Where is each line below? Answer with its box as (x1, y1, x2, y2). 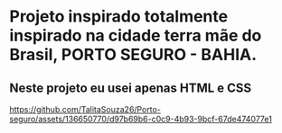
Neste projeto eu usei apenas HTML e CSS (9, 80, 252, 95)
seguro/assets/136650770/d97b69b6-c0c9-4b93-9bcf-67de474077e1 (9, 114, 273, 124)
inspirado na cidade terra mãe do (9, 25, 262, 46)
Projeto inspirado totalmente (9, 6, 229, 27)
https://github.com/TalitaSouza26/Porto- (9, 104, 161, 114)
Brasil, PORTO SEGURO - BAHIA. (9, 45, 258, 65)
